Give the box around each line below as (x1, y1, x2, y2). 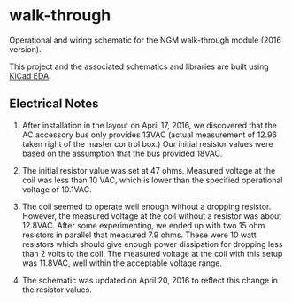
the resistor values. (21, 284, 93, 295)
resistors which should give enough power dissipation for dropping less (21, 238, 283, 249)
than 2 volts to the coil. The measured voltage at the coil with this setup (21, 248, 283, 259)
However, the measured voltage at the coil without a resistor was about (21, 210, 281, 221)
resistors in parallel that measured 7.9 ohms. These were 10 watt (21, 229, 257, 240)
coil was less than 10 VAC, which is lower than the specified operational (21, 174, 283, 185)
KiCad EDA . (9, 70, 51, 81)
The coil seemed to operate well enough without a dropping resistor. (21, 201, 272, 212)
